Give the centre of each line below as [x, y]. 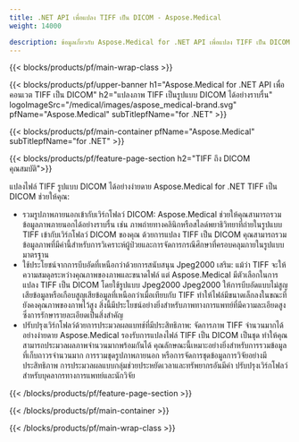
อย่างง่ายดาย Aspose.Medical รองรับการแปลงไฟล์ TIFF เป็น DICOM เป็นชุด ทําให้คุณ [155, 336]
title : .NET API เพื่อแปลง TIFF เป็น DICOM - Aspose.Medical [115, 17]
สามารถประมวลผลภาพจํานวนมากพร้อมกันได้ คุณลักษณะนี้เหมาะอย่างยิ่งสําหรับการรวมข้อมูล [154, 345]
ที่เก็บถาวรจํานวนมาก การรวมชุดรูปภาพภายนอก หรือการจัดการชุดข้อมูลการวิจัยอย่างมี [145, 355]
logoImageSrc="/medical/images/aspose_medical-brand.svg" [123, 105]
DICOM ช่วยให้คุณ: [39, 197]
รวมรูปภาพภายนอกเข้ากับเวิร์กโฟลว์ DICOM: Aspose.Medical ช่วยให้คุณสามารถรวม [152, 215]
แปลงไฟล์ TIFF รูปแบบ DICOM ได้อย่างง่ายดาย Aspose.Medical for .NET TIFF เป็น [144, 187]
